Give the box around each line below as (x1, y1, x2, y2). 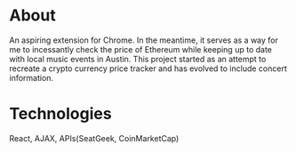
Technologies (9, 104, 113, 124)
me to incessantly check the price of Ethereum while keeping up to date (9, 44, 273, 54)
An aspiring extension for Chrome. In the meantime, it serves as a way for (9, 35, 278, 45)
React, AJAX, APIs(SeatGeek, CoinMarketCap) (9, 132, 180, 143)
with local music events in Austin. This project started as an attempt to (9, 53, 267, 64)
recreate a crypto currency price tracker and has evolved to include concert (9, 63, 287, 74)
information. (9, 72, 54, 83)
